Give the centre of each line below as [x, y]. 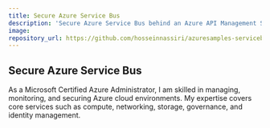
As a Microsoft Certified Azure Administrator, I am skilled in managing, [125, 90]
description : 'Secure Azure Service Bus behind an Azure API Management [133, 23]
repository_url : [35, 38]
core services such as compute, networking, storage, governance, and [125, 107]
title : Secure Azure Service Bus [64, 16]
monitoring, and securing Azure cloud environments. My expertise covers [130, 98]
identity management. [45, 115]
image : [19, 30]
